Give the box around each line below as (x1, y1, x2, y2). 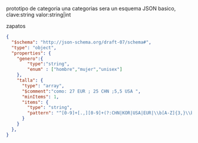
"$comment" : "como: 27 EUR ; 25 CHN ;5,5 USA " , (21, 88, 141, 94)
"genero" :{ (16, 56, 44, 62)
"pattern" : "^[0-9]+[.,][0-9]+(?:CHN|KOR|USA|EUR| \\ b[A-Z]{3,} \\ (27, 110, 192, 116)
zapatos (6, 23, 26, 29)
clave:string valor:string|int (6, 11, 71, 18)
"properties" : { (11, 50, 51, 56)
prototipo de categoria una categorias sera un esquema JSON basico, (6, 5, 176, 12)
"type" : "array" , (21, 83, 65, 88)
